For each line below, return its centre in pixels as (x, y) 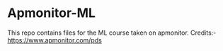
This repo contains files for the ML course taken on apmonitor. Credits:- (112, 33)
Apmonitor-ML (51, 13)
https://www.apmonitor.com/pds (55, 40)
